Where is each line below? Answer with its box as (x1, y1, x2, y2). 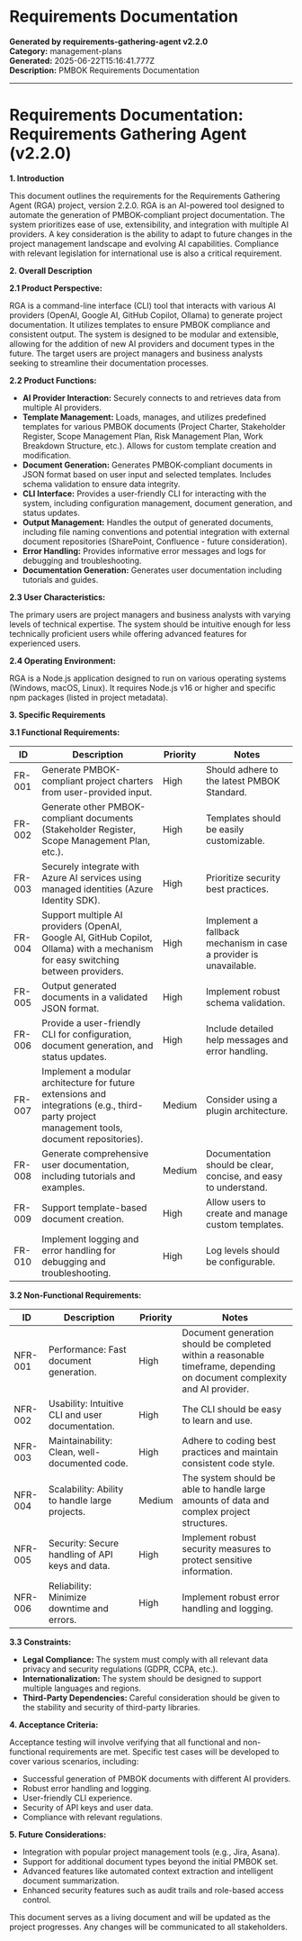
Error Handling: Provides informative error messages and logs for (22, 545, 267, 556)
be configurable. (205, 1255, 276, 1267)
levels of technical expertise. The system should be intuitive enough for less (9, 619, 291, 630)
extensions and (41, 1087, 106, 1100)
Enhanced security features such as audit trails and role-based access (22, 1884, 285, 1895)
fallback (205, 925, 240, 938)
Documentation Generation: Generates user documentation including (22, 565, 282, 576)
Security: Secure (48, 1537, 120, 1549)
